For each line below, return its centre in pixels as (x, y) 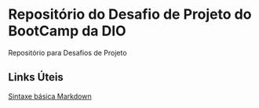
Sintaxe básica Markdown (50, 96)
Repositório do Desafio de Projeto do (130, 14)
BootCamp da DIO (67, 31)
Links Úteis (36, 77)
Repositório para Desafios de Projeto (67, 52)
